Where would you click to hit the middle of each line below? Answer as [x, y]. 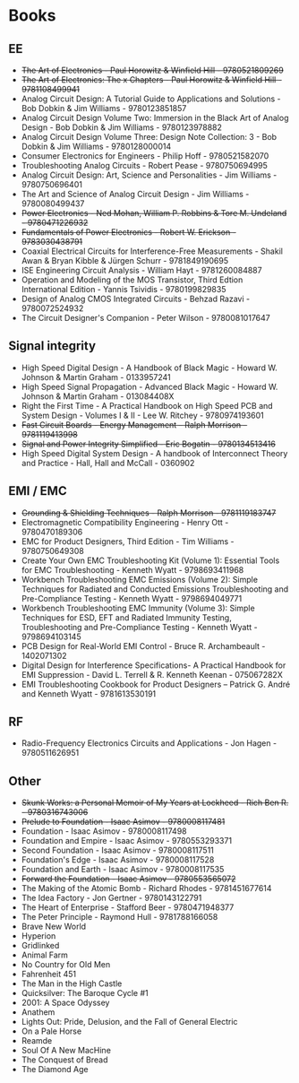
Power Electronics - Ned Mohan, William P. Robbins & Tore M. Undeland [154, 213]
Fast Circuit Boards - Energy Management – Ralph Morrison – [134, 425]
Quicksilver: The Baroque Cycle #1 [85, 993]
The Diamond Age [55, 1070]
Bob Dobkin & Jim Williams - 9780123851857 [104, 108]
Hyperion [38, 936]
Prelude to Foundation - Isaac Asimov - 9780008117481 [123, 822]
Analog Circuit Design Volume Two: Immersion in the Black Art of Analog [155, 118]
